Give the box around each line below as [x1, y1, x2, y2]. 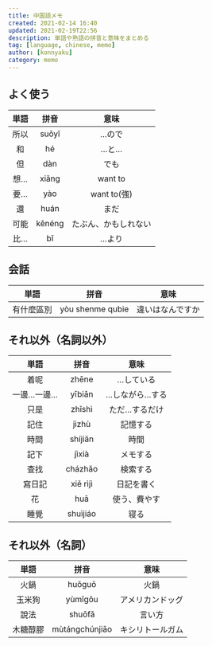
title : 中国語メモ [8, 11, 64, 20]
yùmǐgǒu [65, 594, 99, 605]
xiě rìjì [70, 479, 93, 490]
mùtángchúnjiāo [52, 624, 113, 635]
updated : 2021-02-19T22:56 [8, 26, 98, 34]
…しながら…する [106, 390, 168, 401]
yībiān [70, 389, 94, 400]
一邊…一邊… [12, 390, 58, 401]
